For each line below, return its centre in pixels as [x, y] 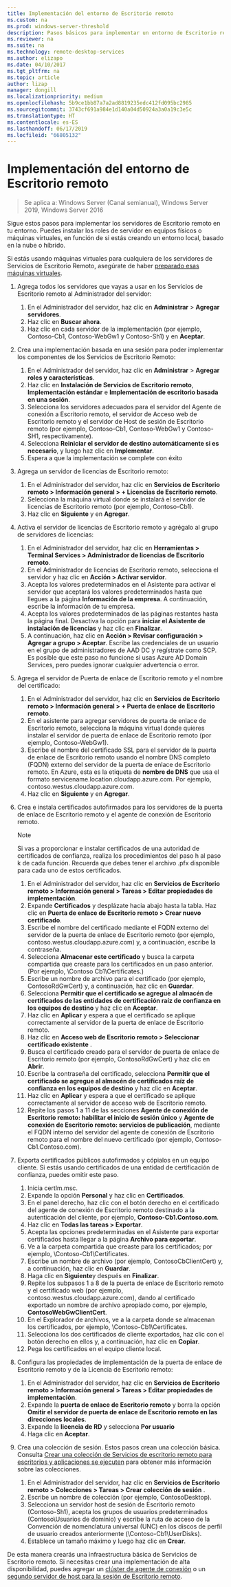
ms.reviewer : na [30, 39]
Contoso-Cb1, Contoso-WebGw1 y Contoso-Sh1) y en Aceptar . [116, 336]
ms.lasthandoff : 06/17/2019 [47, 129]
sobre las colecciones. [49, 1469]
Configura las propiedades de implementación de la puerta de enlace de [120, 1362]
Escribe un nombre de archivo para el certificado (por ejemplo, [117, 979]
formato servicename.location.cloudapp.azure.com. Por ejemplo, [119, 779]
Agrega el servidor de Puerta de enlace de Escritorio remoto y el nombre [120, 678]
